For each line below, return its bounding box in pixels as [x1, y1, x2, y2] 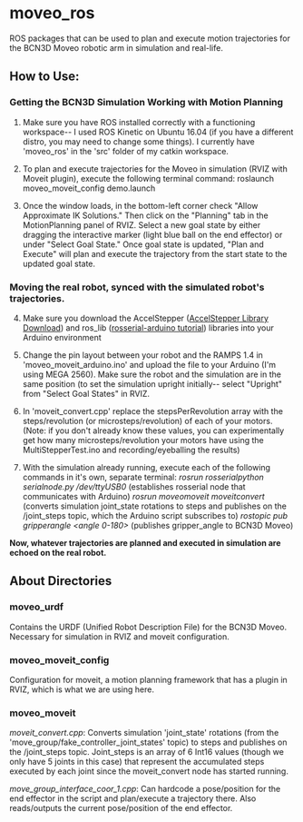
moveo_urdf [9, 600, 64, 613]
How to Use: [9, 69, 80, 84]
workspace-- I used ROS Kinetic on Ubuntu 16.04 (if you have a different [22, 126, 294, 137]
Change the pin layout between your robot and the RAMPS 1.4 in [22, 349, 263, 361]
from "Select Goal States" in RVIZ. [22, 388, 151, 399]
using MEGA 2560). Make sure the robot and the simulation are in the [22, 369, 281, 380]
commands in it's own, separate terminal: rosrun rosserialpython [22, 471, 265, 482]
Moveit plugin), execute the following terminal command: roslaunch [22, 173, 275, 183]
